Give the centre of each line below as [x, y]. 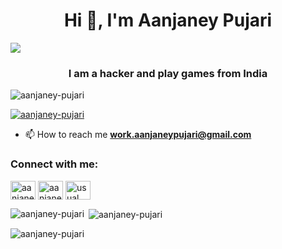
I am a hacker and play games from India [168, 73]
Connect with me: [54, 164]
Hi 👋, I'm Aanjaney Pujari [168, 20]
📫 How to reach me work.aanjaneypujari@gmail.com [138, 135]
